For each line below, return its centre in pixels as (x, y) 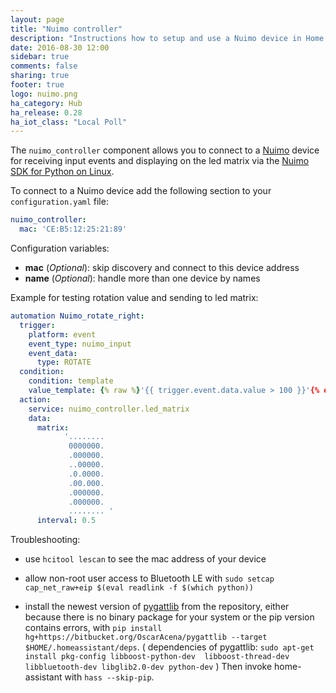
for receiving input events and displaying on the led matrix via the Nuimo (160, 161)
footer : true (37, 85)
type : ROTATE (64, 362)
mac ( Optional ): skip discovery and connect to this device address (162, 267)
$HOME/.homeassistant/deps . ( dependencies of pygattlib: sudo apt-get (169, 647)
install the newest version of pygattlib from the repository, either (157, 607)
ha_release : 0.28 (46, 112)
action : (35, 399)
